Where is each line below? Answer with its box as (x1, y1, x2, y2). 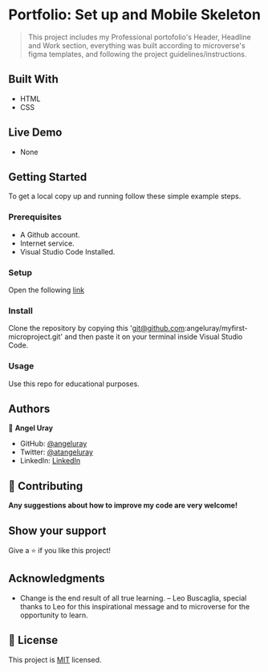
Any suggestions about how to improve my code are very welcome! (8, 500, 238, 511)
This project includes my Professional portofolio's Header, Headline (27, 32, 251, 42)
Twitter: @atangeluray (19, 447, 94, 457)
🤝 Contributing (8, 479, 83, 493)
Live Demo (8, 126, 63, 140)
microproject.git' (8, 332, 63, 342)
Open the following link (8, 285, 85, 295)
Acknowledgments (8, 572, 106, 585)
